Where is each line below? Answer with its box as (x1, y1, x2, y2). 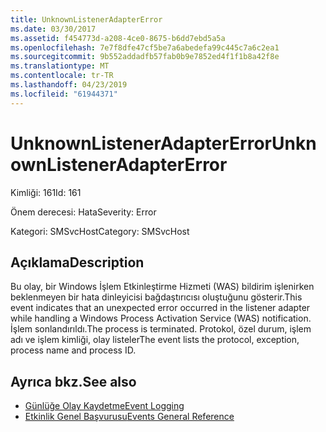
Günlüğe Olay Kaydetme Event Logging (24, 400, 185, 412)
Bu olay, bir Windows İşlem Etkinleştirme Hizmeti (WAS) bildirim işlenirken (10, 281, 315, 293)
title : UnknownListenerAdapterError (10, 14, 163, 25)
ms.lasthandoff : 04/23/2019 (10, 80, 128, 90)
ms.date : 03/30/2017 (10, 24, 97, 34)
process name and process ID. (10, 344, 137, 356)
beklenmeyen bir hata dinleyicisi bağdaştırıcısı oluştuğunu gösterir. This (10, 291, 303, 303)
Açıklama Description (10, 254, 145, 271)
